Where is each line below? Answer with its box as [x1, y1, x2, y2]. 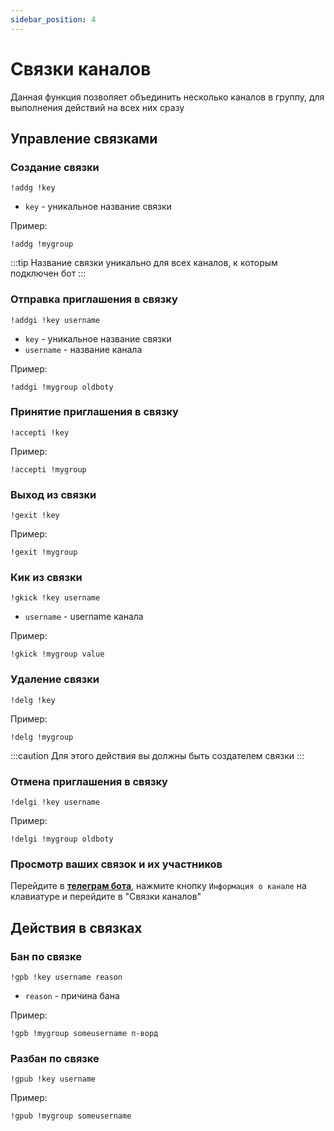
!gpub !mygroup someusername [10, 1111, 132, 1121]
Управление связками [10, 130, 158, 147]
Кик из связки [10, 571, 83, 585]
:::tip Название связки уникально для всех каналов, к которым [10, 257, 278, 269]
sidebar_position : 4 [10, 14, 97, 25]
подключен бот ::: [10, 267, 87, 280]
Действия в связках [10, 919, 143, 936]
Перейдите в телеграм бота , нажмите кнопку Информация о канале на [10, 880, 307, 892]
